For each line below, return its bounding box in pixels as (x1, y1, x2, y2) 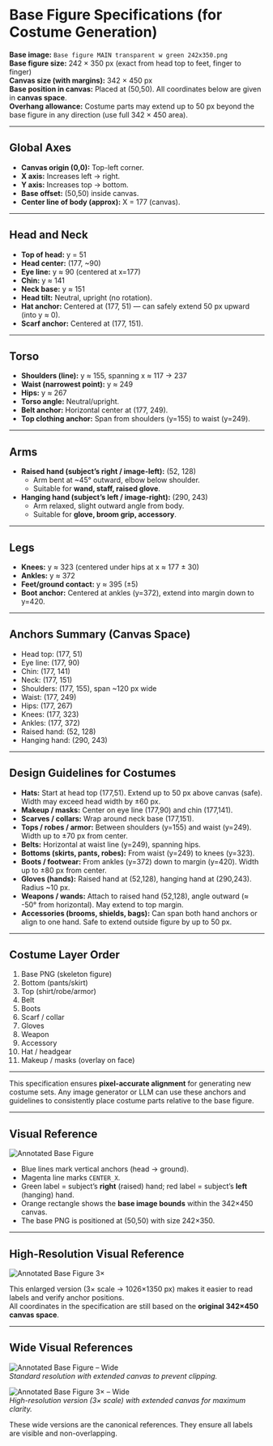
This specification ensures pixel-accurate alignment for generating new (9, 1079, 252, 1089)
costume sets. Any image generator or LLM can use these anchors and (9, 1087, 246, 1097)
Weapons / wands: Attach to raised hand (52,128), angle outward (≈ (20, 891, 250, 901)
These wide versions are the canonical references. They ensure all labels (9, 1419, 254, 1429)
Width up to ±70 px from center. (20, 830, 128, 840)
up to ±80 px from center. (20, 865, 108, 875)
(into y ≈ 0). (20, 309, 61, 319)
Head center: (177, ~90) (20, 258, 101, 268)
